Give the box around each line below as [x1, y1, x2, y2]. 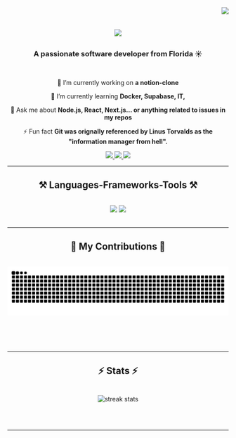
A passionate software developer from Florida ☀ [33, 49, 203, 59]
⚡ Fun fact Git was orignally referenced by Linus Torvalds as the [23, 127, 213, 136]
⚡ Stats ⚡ [98, 365, 138, 377]
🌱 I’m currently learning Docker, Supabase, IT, [51, 92, 185, 101]
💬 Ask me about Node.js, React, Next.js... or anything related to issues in [10, 105, 226, 115]
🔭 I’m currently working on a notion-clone [57, 79, 179, 87]
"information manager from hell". [68, 137, 168, 146]
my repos [104, 113, 132, 122]
